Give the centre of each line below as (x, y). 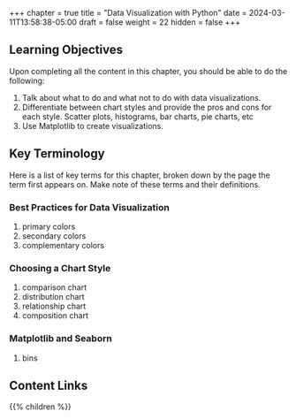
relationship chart (54, 306)
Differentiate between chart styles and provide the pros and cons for (147, 107)
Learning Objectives (66, 50)
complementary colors (63, 245)
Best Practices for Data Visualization (89, 207)
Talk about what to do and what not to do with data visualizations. (141, 97)
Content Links (49, 385)
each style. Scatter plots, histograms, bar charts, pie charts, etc (137, 116)
